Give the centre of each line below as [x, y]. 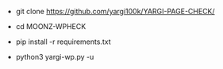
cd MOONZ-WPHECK [51, 26]
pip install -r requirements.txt [63, 42]
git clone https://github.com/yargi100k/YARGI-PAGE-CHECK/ [115, 11]
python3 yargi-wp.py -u [55, 57]
